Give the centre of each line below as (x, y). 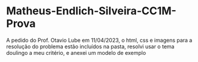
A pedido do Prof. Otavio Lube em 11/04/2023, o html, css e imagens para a (99, 40)
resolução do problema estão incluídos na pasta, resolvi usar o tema (90, 46)
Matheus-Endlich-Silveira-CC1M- (91, 11)
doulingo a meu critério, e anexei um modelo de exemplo (76, 52)
